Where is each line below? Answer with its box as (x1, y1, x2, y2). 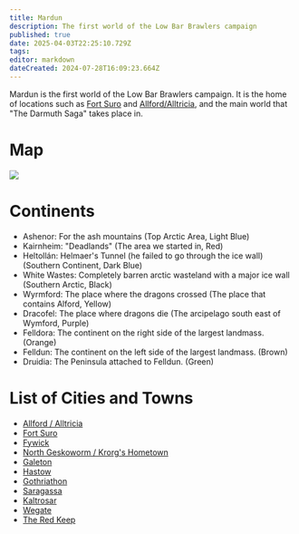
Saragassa (22, 485, 63, 496)
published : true (9, 30, 71, 39)
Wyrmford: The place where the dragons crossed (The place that (22, 288, 266, 299)
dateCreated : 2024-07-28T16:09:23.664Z (9, 64, 160, 73)
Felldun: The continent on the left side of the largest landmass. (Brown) (22, 346, 288, 357)
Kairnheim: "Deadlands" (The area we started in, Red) (22, 240, 224, 251)
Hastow (22, 466, 52, 477)
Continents (9, 201, 95, 221)
